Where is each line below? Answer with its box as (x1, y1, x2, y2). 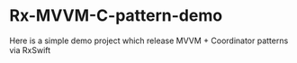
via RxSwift (9, 44, 51, 55)
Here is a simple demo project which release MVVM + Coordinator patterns (9, 35, 289, 46)
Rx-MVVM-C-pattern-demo (9, 5, 223, 26)
